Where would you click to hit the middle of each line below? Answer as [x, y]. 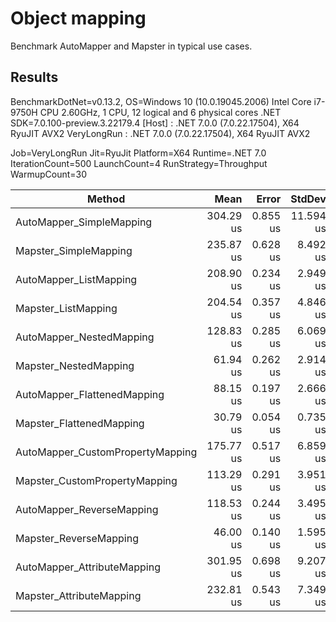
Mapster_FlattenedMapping [80, 423]
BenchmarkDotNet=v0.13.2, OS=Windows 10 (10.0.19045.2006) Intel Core [161, 101]
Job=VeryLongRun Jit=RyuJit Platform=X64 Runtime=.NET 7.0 [138, 153]
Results [34, 77]
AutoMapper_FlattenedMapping [90, 394]
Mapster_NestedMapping [75, 365]
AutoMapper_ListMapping [76, 279]
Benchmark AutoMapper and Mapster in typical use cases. [131, 46]
